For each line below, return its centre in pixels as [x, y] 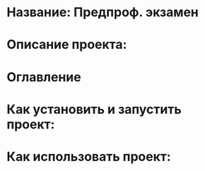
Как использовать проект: [89, 157]
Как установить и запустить [94, 109]
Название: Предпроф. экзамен [102, 12]
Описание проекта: [67, 45]
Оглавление [44, 77]
